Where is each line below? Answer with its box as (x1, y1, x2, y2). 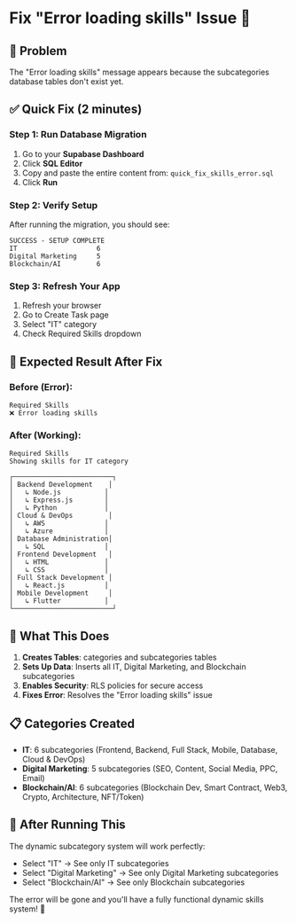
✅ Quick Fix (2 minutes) (9, 102, 143, 117)
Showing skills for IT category (9, 457, 129, 466)
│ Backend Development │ (9, 481, 113, 489)
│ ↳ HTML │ (9, 558, 109, 567)
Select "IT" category (21, 319, 97, 330)
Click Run (21, 176, 58, 187)
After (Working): (9, 429, 82, 442)
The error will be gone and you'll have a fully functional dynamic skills (9, 894, 264, 904)
